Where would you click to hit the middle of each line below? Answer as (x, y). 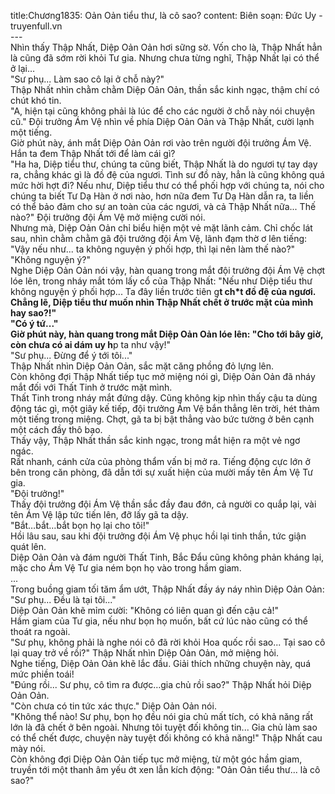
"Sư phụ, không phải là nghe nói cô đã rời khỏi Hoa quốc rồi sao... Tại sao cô (168, 642)
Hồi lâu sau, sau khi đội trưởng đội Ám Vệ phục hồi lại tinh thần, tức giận (158, 536)
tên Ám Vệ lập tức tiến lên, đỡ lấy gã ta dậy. (99, 514)
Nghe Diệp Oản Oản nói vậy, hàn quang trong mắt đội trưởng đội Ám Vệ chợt (168, 270)
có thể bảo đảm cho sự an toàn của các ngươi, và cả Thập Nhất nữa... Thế (163, 206)
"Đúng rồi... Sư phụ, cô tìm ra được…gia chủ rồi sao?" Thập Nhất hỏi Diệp (161, 684)
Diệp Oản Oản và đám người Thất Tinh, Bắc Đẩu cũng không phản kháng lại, (167, 557)
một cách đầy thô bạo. (56, 429)
